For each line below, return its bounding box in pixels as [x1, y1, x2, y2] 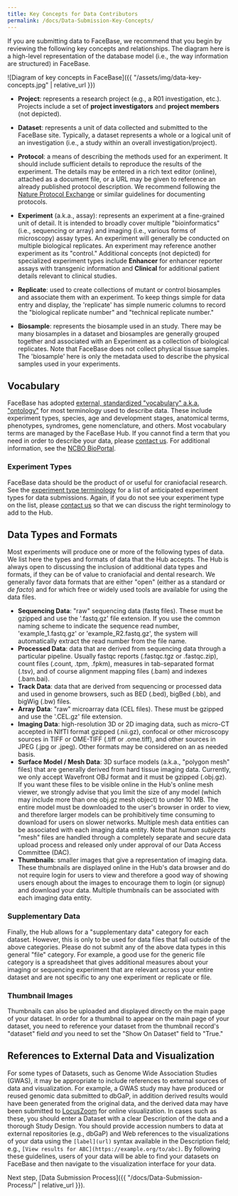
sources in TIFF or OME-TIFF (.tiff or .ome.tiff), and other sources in [17, 735, 217, 743]
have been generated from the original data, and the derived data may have [7, 1099, 229, 1107]
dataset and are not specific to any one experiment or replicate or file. [7, 973, 212, 981]
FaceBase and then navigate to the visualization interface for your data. [7, 1159, 217, 1168]
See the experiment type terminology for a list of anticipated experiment [7, 485, 219, 494]
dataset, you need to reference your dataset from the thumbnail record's [7, 1022, 220, 1030]
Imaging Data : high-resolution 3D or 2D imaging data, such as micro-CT [17, 720, 229, 728]
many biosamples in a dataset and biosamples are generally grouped [17, 329, 220, 338]
